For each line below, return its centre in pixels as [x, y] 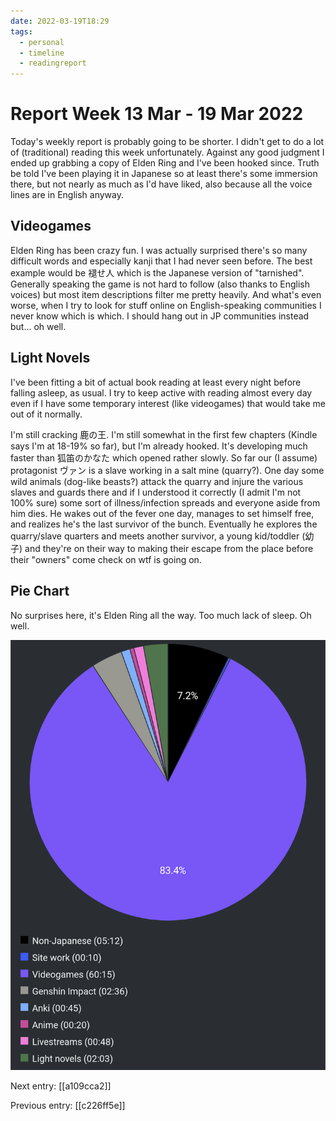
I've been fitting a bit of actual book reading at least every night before [156, 382]
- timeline [42, 53]
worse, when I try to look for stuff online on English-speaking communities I [166, 305]
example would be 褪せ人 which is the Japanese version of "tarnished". [157, 272]
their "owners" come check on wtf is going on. [106, 559]
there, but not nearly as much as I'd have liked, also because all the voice [161, 184]
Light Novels [50, 358]
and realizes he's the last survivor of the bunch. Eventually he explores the [164, 524]
